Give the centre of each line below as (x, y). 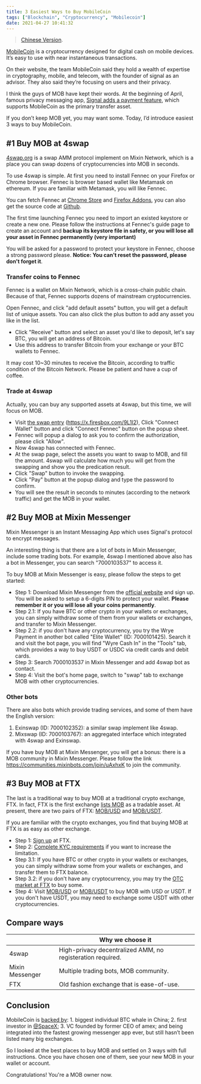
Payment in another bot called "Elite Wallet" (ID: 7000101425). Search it (103, 637)
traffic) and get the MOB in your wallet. (63, 498)
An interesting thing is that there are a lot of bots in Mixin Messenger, (91, 550)
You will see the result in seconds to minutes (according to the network (102, 492)
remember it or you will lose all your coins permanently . (85, 605)
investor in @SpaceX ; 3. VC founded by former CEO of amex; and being (95, 1026)
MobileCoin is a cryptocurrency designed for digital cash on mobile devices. (100, 52)
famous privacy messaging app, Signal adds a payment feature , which (93, 100)
